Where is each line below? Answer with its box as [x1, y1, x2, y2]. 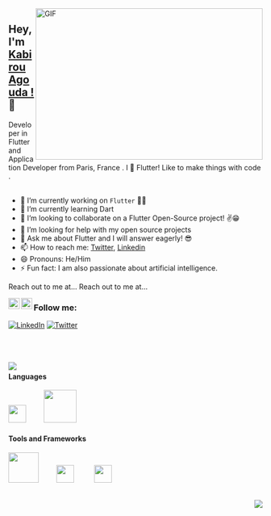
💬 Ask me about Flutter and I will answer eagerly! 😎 [19, 233, 193, 243]
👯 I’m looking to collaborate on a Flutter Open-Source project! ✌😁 [19, 213, 240, 223]
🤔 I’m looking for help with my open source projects [19, 224, 192, 234]
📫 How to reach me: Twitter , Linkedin [19, 242, 146, 252]
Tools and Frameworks [8, 434, 87, 443]
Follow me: [33, 302, 77, 313]
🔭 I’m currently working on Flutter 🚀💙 [19, 195, 147, 205]
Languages [8, 371, 47, 381]
